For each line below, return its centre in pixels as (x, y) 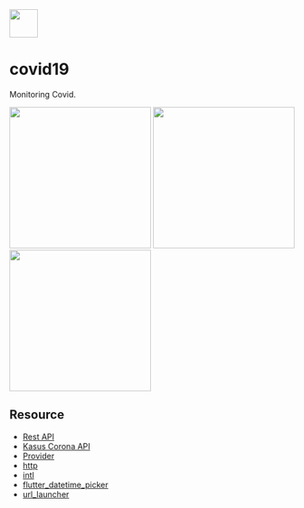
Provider (38, 456)
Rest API (38, 437)
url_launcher (46, 494)
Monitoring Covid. (43, 94)
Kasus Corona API (56, 446)
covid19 (39, 69)
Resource (37, 415)
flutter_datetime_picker (65, 484)
